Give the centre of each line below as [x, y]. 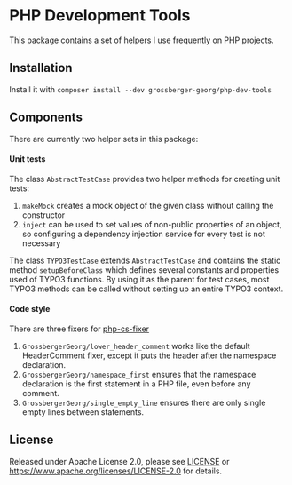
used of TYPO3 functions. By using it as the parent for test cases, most [139, 279]
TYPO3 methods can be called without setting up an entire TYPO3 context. [146, 289]
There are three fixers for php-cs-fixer [79, 329]
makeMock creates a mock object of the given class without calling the [148, 205]
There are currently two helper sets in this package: [104, 139]
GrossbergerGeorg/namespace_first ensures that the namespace [139, 374]
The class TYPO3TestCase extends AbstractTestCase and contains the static [145, 260]
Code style [30, 309]
